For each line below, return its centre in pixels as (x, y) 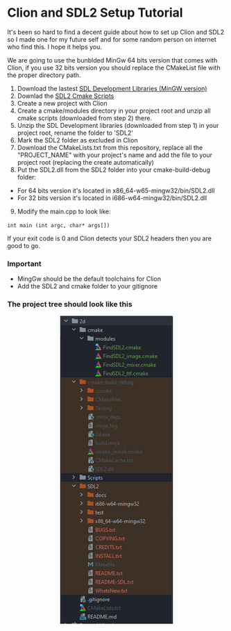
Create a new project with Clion (62, 103)
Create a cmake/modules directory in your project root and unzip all (114, 110)
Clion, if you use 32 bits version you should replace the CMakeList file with (114, 67)
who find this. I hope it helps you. (55, 47)
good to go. (24, 245)
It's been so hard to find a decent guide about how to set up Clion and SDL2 (115, 32)
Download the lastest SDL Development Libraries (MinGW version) (112, 88)
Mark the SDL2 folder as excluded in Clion (77, 140)
